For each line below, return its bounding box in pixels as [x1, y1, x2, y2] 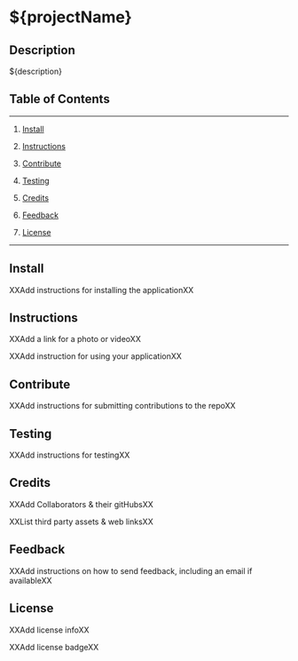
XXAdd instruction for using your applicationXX [9, 351, 182, 362]
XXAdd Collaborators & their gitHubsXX [9, 498, 153, 509]
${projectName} [9, 7, 133, 28]
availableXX [9, 575, 52, 585]
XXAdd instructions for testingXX [9, 450, 130, 460]
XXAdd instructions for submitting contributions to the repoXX [9, 401, 237, 411]
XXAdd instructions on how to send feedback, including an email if [9, 565, 253, 576]
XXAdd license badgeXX [9, 641, 99, 652]
